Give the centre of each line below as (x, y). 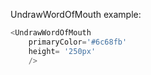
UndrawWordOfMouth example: (76, 14)
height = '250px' (62, 51)
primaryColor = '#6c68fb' (78, 42)
